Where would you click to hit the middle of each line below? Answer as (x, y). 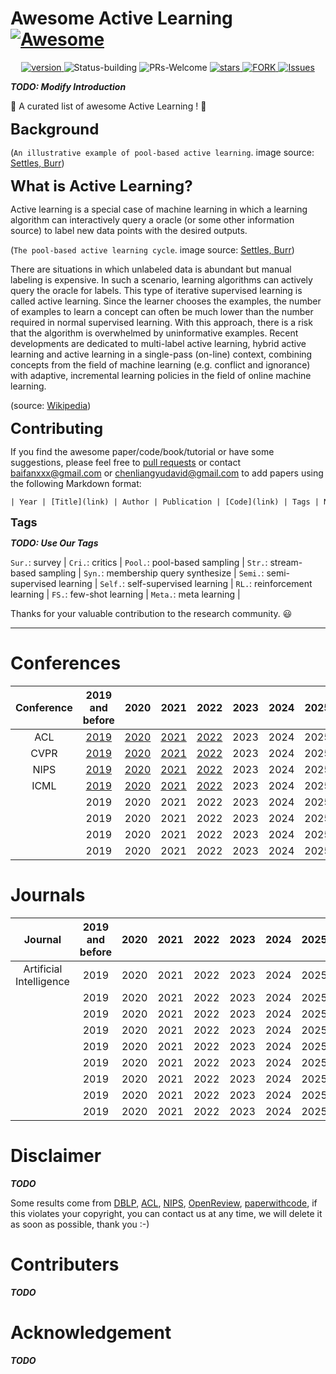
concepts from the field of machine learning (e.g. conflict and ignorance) (160, 364)
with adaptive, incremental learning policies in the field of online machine (161, 375)
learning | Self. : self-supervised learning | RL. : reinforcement (185, 583)
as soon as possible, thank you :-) (80, 1224)
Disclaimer (56, 1155)
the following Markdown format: (76, 483)
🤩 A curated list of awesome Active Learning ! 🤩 (108, 106)
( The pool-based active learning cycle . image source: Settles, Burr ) (152, 249)
